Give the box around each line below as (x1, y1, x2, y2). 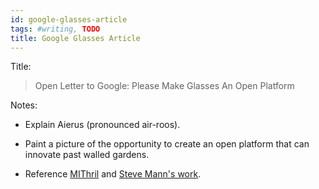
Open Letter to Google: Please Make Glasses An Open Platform (34, 80, 295, 92)
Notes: (10, 99, 38, 111)
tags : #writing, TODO (10, 24, 101, 34)
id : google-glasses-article (10, 14, 128, 25)
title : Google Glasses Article (10, 33, 141, 43)
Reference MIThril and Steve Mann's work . (24, 168, 202, 180)
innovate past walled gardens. (24, 149, 150, 161)
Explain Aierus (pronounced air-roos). (24, 119, 181, 131)
